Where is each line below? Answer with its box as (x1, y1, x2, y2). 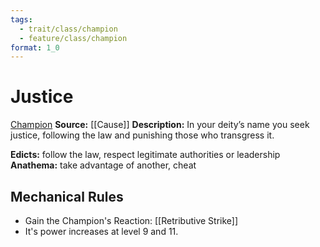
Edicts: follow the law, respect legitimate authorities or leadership (10, 149, 281, 161)
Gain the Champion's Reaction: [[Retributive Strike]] (24, 215, 239, 226)
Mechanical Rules (10, 188, 124, 205)
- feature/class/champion (19, 33, 128, 43)
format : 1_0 (10, 42, 60, 53)
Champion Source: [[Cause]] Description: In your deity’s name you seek (10, 119, 310, 131)
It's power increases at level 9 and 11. (24, 226, 179, 237)
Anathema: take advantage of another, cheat (10, 159, 197, 171)
